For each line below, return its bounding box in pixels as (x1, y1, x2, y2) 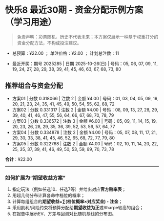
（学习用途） (5, 17, 57, 28)
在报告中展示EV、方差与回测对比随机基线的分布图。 (12, 211, 116, 217)
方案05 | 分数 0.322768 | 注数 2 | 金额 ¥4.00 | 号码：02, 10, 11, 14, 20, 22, (12, 140, 159, 147)
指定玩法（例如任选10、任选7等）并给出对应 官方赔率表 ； (12, 186, 126, 192)
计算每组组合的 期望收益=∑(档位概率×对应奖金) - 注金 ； (12, 199, 123, 204)
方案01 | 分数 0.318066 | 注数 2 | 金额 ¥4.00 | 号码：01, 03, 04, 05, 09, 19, (12, 95, 159, 101)
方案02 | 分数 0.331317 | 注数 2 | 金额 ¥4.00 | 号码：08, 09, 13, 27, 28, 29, (12, 107, 159, 112)
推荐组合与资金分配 (5, 82, 63, 90)
